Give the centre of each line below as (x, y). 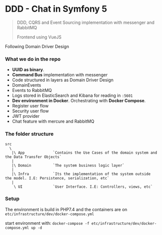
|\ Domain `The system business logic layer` (68, 165)
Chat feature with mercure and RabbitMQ (53, 121)
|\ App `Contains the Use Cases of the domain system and (84, 153)
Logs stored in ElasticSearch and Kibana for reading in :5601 (73, 95)
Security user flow (30, 111)
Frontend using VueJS (39, 37)
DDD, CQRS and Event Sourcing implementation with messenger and (86, 22)
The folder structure (29, 134)
